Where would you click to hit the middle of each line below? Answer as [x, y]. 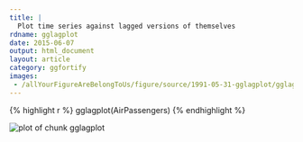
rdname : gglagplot [44, 34]
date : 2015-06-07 [42, 43]
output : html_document [52, 51]
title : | [26, 18]
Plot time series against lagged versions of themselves [127, 26]
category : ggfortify [48, 68]
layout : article [40, 59]
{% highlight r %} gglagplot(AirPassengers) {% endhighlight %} [128, 110]
